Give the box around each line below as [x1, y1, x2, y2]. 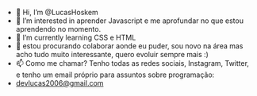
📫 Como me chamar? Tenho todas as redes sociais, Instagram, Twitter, [15, 59, 250, 67]
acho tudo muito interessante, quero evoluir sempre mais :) [15, 50, 209, 59]
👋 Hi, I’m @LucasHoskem [15, 8, 99, 17]
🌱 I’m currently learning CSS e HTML [15, 33, 136, 42]
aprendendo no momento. [15, 25, 102, 33]
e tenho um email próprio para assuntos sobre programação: [15, 70, 215, 79]
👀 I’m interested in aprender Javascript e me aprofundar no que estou [15, 16, 244, 25]
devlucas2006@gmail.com [15, 79, 104, 87]
